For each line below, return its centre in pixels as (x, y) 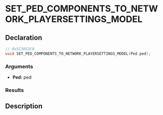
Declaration (24, 38)
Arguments (19, 66)
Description (24, 106)
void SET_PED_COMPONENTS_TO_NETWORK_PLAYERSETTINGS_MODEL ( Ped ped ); (78, 54)
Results (14, 90)
